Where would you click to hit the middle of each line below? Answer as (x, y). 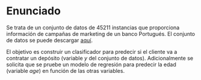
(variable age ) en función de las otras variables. (66, 70)
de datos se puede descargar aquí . (50, 40)
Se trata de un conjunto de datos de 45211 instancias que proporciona (93, 27)
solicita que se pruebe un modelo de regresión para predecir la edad (91, 64)
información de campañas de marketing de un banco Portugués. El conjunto (101, 33)
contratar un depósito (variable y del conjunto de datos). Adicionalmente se (100, 58)
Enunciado (34, 11)
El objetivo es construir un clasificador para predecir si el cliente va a (92, 51)
